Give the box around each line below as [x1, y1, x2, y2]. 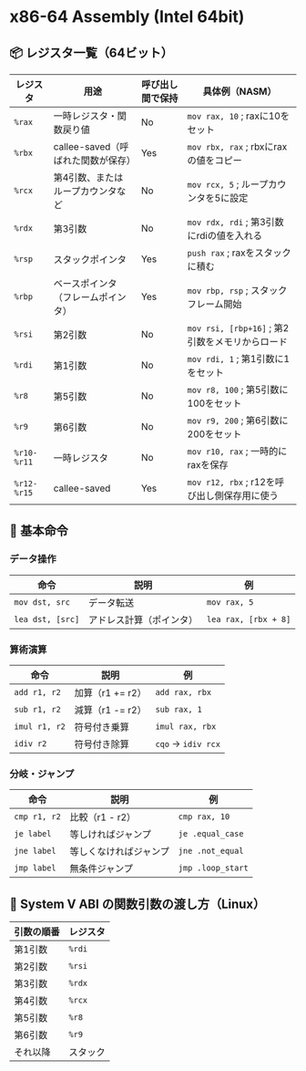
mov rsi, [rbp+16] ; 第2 [187, 322, 290, 334]
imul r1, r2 [14, 721, 66, 732]
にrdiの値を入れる [187, 230, 262, 242]
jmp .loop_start [178, 863, 249, 873]
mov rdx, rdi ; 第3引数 [187, 216, 284, 228]
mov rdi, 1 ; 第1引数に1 [187, 353, 290, 365]
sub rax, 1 [155, 704, 203, 714]
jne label [14, 846, 56, 857]
